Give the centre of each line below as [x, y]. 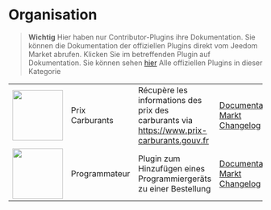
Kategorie [44, 71]
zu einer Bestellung [175, 188]
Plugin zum [159, 159]
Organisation [53, 15]
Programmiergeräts [175, 179]
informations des [170, 100]
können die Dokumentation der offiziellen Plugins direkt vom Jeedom [143, 45]
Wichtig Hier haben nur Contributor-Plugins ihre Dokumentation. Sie [142, 37]
